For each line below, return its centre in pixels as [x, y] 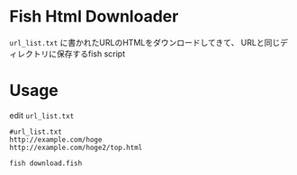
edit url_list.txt [42, 115]
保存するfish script [91, 53]
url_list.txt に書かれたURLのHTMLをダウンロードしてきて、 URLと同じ [145, 42]
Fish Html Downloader [94, 17]
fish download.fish [46, 163]
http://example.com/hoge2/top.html [76, 147]
